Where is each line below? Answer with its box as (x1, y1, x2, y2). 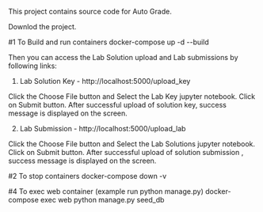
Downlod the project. (8, 22, 77, 31)
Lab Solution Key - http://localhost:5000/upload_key (19, 77, 191, 85)
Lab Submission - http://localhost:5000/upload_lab (19, 124, 186, 133)
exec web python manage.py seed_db (40, 195, 165, 204)
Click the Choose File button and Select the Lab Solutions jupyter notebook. (8, 139, 256, 149)
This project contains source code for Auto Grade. (8, 7, 172, 16)
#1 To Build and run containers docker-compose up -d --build (8, 37, 210, 47)
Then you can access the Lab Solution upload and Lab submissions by (8, 53, 238, 62)
